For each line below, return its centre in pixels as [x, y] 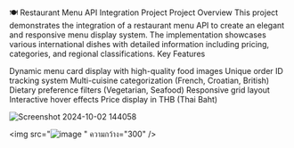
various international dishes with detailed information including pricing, [139, 44]
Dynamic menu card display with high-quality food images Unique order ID [146, 71]
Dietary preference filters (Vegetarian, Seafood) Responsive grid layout [139, 90]
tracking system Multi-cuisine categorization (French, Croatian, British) [139, 80]
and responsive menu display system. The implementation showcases [138, 35]
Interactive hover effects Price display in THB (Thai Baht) [114, 99]
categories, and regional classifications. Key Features [107, 53]
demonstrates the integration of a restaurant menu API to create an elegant [147, 25]
